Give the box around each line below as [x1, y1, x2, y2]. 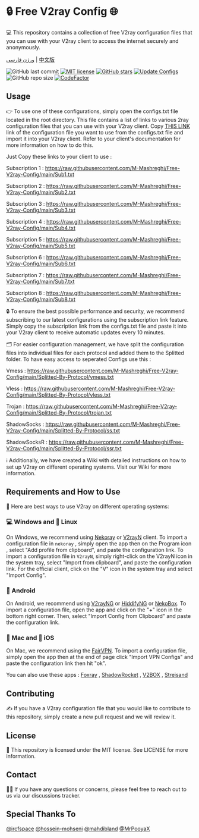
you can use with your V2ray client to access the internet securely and [6, 37, 179, 45]
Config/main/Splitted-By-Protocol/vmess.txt [6, 373, 114, 381]
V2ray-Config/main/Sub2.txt [6, 189, 76, 196]
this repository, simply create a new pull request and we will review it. [6, 713, 176, 720]
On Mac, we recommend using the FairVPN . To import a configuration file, [6, 647, 187, 654]
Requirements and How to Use [6, 487, 121, 497]
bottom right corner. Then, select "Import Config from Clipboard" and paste [6, 613, 191, 620]
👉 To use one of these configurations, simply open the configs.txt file [6, 108, 178, 115]
